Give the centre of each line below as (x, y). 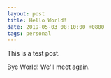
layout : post (26, 14)
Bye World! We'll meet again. (49, 67)
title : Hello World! (37, 20)
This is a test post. (34, 53)
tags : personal (29, 33)
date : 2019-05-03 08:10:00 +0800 (56, 27)
